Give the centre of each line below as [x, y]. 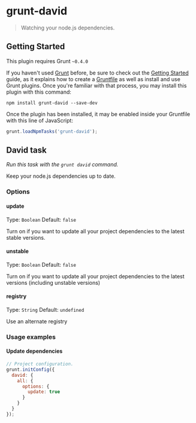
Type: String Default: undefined [45, 309]
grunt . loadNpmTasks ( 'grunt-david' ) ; [52, 131]
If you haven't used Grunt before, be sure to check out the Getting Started [97, 73]
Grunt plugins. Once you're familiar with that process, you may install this [97, 85]
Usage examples [31, 336]
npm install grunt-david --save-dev [52, 103]
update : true [44, 392]
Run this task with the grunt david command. [62, 165]
